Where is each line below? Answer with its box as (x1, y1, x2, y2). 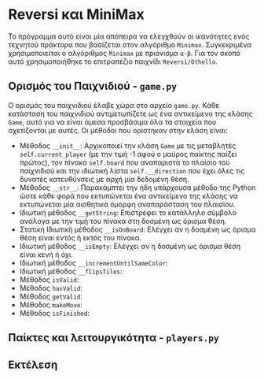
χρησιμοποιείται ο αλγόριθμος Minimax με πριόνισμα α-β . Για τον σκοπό (8, 48, 241, 58)
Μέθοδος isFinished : (19, 308, 90, 318)
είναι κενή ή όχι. (19, 250, 73, 259)
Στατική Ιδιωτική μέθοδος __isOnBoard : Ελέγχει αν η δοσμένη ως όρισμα (19, 225, 256, 234)
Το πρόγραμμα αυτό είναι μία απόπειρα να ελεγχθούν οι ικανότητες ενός (8, 32, 250, 41)
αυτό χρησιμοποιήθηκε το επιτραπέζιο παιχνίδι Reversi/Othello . (8, 57, 218, 66)
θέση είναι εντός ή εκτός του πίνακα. (19, 232, 141, 242)
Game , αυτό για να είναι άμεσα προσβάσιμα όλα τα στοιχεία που (8, 117, 217, 127)
